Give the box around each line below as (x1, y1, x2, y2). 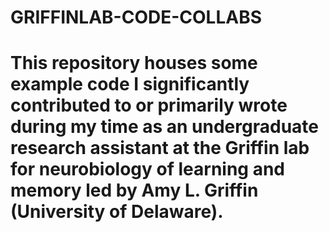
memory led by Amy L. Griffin (10, 179, 259, 202)
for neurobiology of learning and (10, 158, 285, 181)
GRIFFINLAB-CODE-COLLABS (10, 6, 263, 29)
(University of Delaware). (10, 201, 224, 223)
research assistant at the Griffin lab (10, 137, 310, 160)
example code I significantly (10, 73, 250, 96)
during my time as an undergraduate (10, 116, 319, 138)
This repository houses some (10, 52, 258, 75)
